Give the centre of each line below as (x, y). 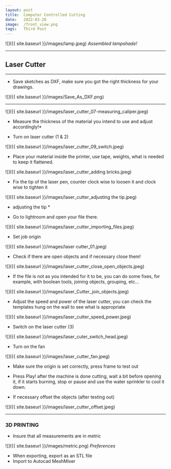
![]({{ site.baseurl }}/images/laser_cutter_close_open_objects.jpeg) (75, 266)
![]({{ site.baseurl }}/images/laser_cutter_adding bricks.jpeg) (68, 172)
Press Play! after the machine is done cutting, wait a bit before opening (87, 376)
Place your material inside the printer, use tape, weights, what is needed (88, 156)
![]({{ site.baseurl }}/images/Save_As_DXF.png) (55, 97)
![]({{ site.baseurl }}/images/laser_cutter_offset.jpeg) (60, 407)
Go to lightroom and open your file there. (55, 217)
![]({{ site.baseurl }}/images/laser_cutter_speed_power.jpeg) (68, 317)
